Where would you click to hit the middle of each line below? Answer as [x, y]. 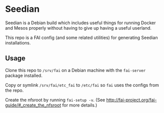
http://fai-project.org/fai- [132, 100]
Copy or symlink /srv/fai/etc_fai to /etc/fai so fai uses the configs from [82, 85]
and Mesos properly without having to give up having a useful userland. [79, 28]
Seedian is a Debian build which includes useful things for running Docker [81, 23]
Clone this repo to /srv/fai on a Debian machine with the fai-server [76, 70]
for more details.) [80, 105]
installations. [18, 42]
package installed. [24, 75]
